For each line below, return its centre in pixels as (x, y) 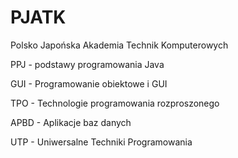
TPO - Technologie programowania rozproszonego (115, 103)
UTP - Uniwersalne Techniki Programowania (101, 142)
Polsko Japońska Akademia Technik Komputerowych (119, 45)
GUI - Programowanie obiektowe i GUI (89, 83)
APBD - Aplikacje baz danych (71, 122)
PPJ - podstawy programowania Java (87, 64)
